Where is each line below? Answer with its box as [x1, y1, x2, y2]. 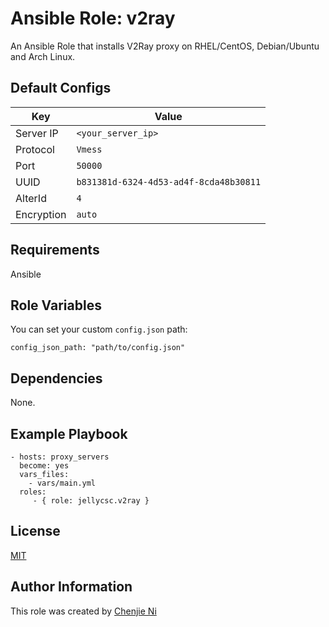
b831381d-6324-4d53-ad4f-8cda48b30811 [76, 176, 262, 187]
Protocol [15, 142, 55, 156]
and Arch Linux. [10, 50, 76, 62]
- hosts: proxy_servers [10, 452, 110, 462]
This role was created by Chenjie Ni [10, 605, 157, 617]
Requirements [10, 242, 100, 259]
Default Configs [10, 80, 112, 97]
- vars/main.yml [28, 478, 97, 488]
